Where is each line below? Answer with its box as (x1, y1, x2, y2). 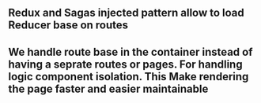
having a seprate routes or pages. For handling (8, 57, 243, 71)
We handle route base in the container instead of (8, 45, 253, 58)
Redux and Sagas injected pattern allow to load (8, 6, 245, 20)
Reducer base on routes (8, 19, 129, 32)
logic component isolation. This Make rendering (8, 70, 249, 83)
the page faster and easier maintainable (8, 82, 209, 95)
